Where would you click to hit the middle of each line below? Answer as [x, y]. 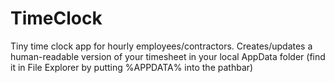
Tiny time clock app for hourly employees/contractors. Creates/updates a [161, 46]
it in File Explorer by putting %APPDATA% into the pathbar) [132, 67]
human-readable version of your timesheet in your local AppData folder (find [168, 56]
